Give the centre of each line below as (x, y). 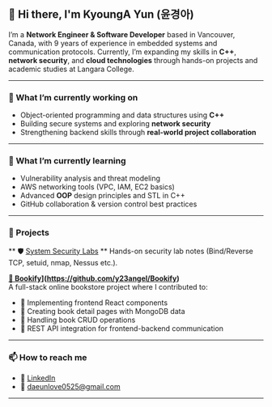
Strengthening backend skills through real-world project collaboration (138, 133)
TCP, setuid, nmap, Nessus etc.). (63, 262)
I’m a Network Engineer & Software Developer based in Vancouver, (122, 34)
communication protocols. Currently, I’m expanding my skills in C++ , (123, 52)
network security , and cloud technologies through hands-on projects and (133, 60)
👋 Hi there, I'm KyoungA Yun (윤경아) (101, 15)
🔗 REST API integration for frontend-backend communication (122, 328)
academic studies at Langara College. (72, 69)
